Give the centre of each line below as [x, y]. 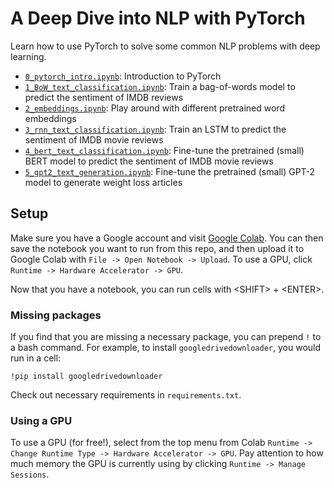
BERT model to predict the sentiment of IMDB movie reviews [149, 161]
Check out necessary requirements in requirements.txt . [126, 395]
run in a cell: [36, 358]
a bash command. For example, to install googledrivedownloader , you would [166, 348]
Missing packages [56, 315]
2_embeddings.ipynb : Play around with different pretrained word [154, 108]
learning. [28, 56]
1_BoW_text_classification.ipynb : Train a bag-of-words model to [160, 86]
